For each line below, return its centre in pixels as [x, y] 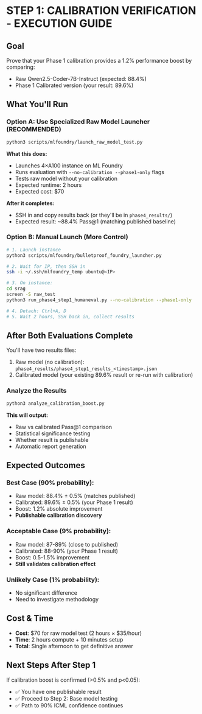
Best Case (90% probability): [50, 483]
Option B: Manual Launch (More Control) [68, 237]
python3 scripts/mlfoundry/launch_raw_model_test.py [75, 142]
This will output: [27, 415]
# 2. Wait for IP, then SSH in [46, 266]
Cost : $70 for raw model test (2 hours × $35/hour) [78, 633]
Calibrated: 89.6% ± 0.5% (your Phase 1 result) [74, 502]
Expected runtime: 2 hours [48, 185]
